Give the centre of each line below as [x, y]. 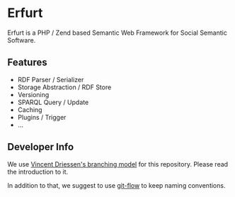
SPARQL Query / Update [53, 102]
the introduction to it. [38, 171]
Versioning [33, 94]
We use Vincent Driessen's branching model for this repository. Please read [118, 164]
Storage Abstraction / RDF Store [64, 87]
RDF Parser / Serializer [51, 79]
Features [27, 63]
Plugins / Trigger [42, 117]
